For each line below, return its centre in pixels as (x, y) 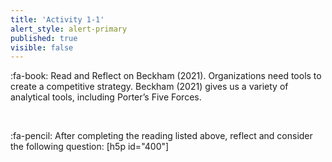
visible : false (42, 47)
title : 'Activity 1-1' (57, 19)
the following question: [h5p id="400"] (90, 147)
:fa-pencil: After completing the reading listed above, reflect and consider (161, 136)
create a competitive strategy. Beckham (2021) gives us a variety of (149, 87)
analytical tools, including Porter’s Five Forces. (106, 97)
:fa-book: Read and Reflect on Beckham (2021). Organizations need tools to (166, 76)
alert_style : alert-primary (69, 29)
